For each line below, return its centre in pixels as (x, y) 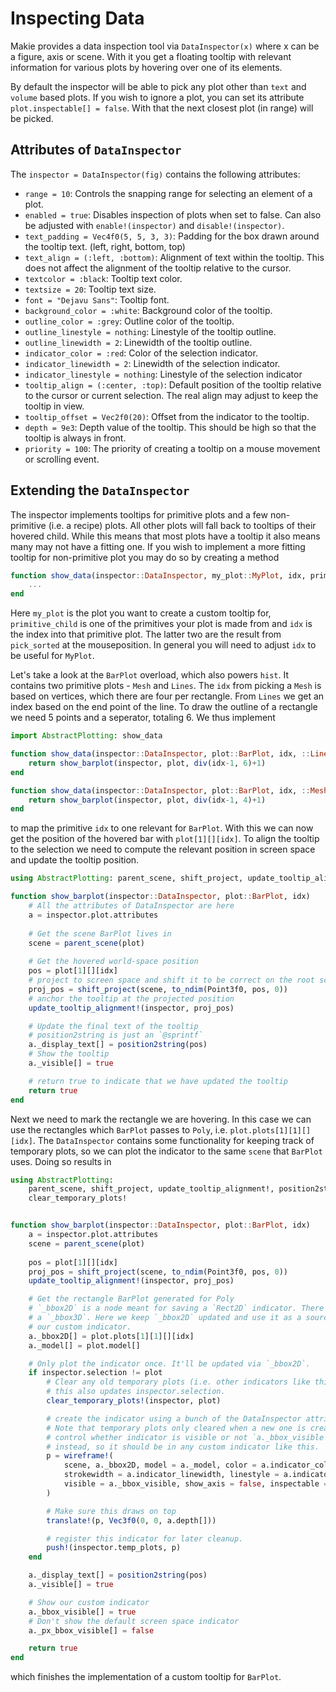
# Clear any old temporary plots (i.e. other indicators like (178, 1382)
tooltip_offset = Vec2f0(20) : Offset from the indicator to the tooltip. (167, 416)
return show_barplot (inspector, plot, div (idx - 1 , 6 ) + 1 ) (147, 763)
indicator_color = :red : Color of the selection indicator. (141, 353)
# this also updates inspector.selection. (136, 1392)
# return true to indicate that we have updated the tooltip (158, 1081)
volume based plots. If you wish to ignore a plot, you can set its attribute (157, 97)
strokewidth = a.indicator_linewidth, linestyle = (171, 1475)
